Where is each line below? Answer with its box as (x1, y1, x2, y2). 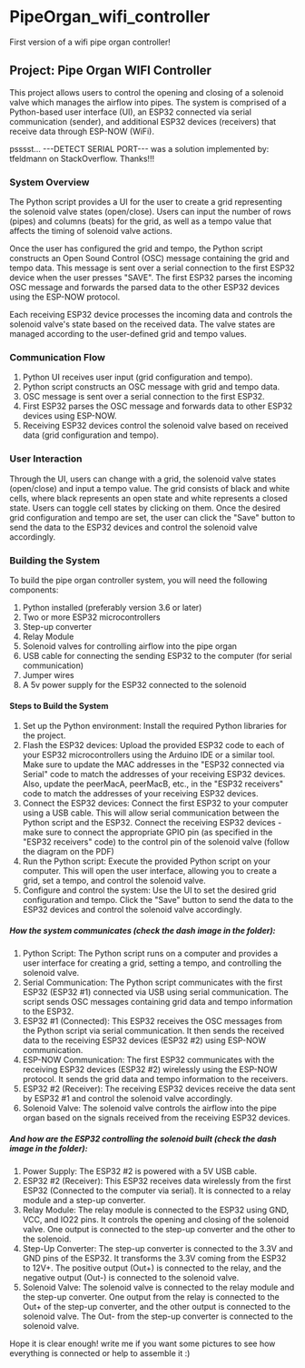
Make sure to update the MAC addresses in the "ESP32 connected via (22, 759, 285, 770)
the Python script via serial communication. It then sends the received (22, 1026, 285, 1037)
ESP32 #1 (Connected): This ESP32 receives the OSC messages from (22, 1016, 283, 1027)
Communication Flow (9, 350, 106, 363)
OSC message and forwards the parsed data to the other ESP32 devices (9, 282, 280, 293)
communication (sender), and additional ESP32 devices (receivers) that (9, 116, 277, 127)
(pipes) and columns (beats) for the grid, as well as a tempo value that (9, 216, 272, 227)
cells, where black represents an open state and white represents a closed (9, 492, 288, 503)
